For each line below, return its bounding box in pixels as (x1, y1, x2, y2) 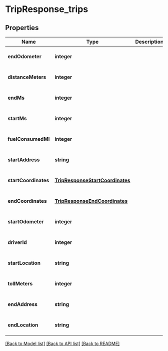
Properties (5, 24, 39, 32)
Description (134, 39, 164, 45)
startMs (7, 115, 27, 122)
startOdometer (7, 218, 44, 225)
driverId (7, 239, 27, 246)
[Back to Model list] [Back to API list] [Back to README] (5, 340, 120, 346)
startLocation (7, 259, 41, 266)
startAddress (7, 156, 40, 163)
